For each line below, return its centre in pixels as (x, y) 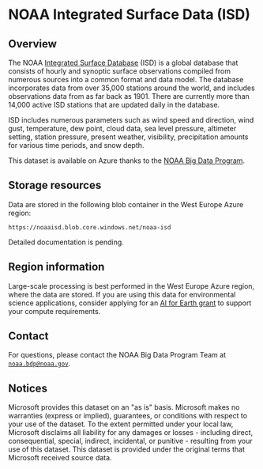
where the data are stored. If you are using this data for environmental (122, 294)
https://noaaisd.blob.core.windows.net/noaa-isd (90, 227)
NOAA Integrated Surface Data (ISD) (130, 15)
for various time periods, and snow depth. (76, 145)
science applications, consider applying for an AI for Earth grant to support (130, 303)
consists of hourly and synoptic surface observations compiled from (120, 71)
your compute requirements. (54, 311)
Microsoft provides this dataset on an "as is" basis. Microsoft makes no (124, 407)
